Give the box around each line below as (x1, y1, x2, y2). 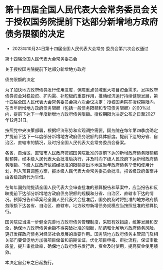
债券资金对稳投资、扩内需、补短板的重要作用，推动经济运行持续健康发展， (5, 93, 154, 98)
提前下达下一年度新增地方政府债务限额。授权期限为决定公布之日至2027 (13, 111, 156, 117)
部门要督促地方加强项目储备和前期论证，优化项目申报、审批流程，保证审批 (9, 237, 158, 243)
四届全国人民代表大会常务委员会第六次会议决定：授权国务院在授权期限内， (9, 99, 158, 105)
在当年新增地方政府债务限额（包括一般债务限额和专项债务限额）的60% (5, 105, 147, 111)
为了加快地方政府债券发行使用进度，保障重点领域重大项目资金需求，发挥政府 (5, 87, 158, 93)
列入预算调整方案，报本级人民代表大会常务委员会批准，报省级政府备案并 (13, 168, 158, 174)
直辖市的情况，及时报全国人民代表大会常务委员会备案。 (17, 139, 129, 145)
